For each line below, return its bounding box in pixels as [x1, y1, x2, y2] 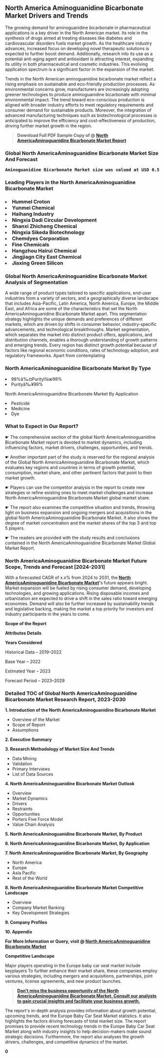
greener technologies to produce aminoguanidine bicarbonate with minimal [5, 91, 156, 97]
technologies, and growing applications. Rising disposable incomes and [5, 590, 149, 596]
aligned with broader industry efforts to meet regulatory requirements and [5, 102, 154, 107]
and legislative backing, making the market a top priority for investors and [5, 606, 154, 612]
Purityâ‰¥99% [11, 381, 43, 387]
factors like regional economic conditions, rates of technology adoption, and [5, 347, 159, 353]
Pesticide [11, 400, 30, 406]
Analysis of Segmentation [5, 279, 68, 286]
